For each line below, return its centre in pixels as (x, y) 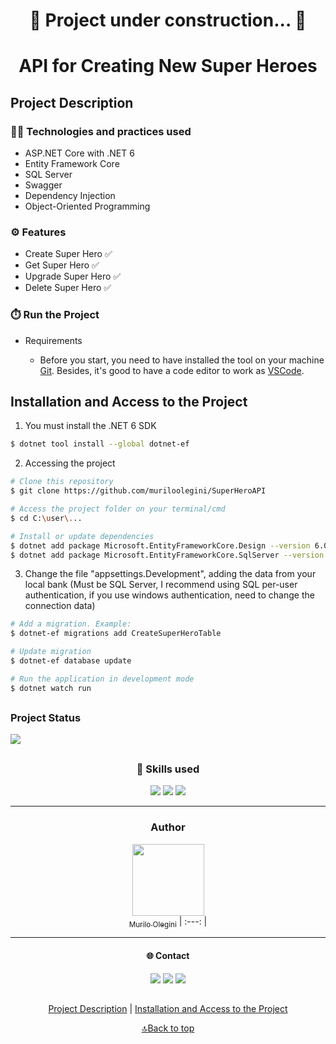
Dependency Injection (70, 196)
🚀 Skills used (168, 769)
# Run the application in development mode (102, 679)
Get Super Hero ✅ (62, 265)
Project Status (46, 718)
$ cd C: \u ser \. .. (46, 518)
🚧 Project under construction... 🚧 (168, 20)
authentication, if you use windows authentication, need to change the (169, 595)
